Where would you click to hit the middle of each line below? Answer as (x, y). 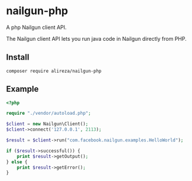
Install (18, 57)
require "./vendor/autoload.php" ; (49, 114)
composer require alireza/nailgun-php (54, 71)
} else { (17, 162)
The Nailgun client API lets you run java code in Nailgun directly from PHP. (97, 38)
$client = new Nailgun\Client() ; (47, 124)
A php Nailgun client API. (36, 27)
